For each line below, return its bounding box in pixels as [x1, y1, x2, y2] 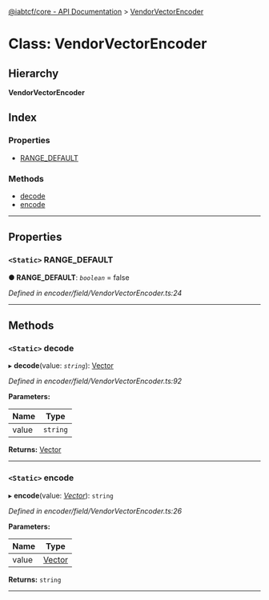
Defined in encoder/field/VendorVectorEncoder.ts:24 [8, 288, 183, 298]
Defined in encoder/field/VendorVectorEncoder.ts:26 [8, 506, 183, 515]
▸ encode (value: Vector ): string [8, 490, 114, 500]
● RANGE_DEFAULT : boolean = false [8, 272, 130, 282]
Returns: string [8, 574, 62, 584]
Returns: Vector [8, 445, 62, 454]
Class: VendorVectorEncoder [8, 35, 207, 53]
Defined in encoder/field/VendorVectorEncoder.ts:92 [8, 376, 183, 386]
